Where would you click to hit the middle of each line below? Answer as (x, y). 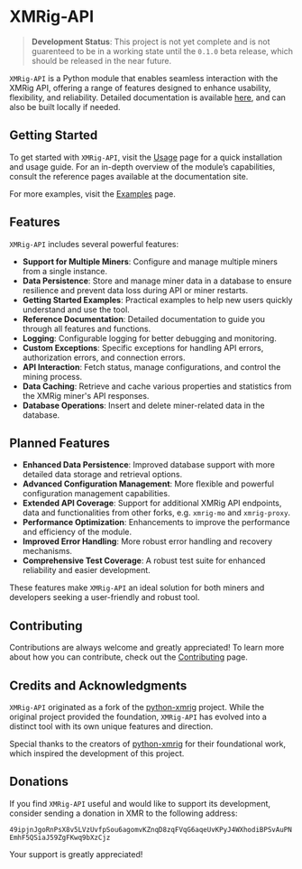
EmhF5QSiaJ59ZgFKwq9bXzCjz (60, 837)
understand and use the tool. (76, 310)
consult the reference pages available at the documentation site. (129, 176)
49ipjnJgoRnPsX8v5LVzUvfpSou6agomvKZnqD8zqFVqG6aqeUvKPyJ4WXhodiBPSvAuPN (151, 829)
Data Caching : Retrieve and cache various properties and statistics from (157, 386)
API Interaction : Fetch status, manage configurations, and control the (151, 366)
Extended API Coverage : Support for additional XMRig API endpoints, (152, 504)
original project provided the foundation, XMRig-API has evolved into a (138, 716)
